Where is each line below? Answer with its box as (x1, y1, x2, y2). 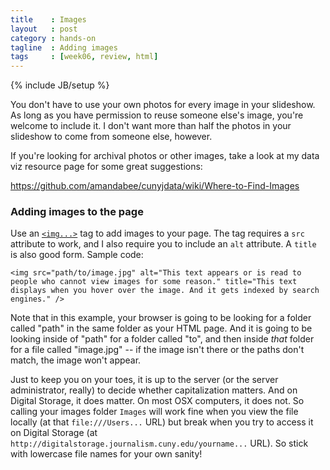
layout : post (10, 24, 78, 34)
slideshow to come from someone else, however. (10, 131, 213, 143)
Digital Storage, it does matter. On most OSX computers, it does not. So (10, 395, 305, 407)
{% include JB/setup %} (10, 79, 110, 91)
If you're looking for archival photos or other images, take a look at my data (10, 150, 320, 162)
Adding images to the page (10, 205, 144, 219)
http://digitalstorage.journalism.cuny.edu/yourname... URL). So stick (10, 437, 309, 450)
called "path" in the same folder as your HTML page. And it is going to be (10, 322, 313, 335)
